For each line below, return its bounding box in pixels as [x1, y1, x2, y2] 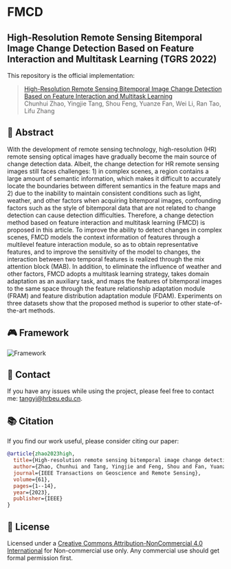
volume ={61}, [13, 476, 51, 483]
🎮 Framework [7, 327, 69, 339]
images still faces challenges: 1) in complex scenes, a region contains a [7, 167, 209, 175]
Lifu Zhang [23, 107, 55, 114]
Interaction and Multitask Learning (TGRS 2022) [7, 53, 217, 65]
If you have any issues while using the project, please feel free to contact [7, 387, 214, 395]
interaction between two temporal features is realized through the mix [7, 254, 205, 263]
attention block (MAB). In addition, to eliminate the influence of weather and [7, 262, 222, 270]
